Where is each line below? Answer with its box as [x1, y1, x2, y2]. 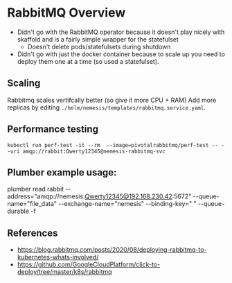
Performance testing [7, 123, 99, 135]
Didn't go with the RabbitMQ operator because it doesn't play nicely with [17, 28, 225, 36]
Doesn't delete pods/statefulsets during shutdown [27, 42, 171, 51]
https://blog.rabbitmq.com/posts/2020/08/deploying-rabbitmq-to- [17, 246, 207, 254]
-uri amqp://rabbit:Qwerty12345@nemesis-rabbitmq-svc [7, 148, 166, 155]
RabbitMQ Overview [7, 5, 126, 21]
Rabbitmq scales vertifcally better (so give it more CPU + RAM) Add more [7, 96, 217, 104]
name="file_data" [7, 200, 57, 208]
